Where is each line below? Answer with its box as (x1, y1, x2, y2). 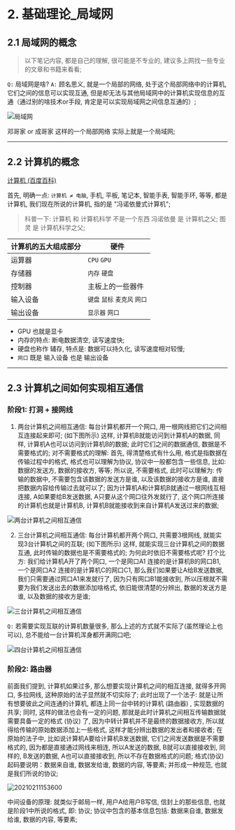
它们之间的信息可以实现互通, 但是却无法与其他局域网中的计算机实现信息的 (7, 89, 219, 97)
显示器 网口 (87, 309, 120, 316)
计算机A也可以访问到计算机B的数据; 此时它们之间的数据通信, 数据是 (27, 439, 220, 448)
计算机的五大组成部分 (10, 241, 82, 251)
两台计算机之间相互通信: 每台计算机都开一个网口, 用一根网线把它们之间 (17, 422, 221, 430)
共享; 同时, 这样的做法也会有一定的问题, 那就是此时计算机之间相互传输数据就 (7, 708, 227, 716)
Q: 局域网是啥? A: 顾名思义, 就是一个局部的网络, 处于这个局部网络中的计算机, (7, 80, 227, 88)
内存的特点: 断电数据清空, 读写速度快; (17, 335, 124, 344)
